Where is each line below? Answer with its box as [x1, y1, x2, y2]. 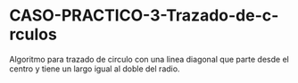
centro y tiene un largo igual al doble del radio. [9, 63, 180, 74]
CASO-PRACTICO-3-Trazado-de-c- [9, 5, 279, 26]
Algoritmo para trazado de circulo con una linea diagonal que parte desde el [9, 54, 290, 64]
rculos [9, 24, 58, 45]
